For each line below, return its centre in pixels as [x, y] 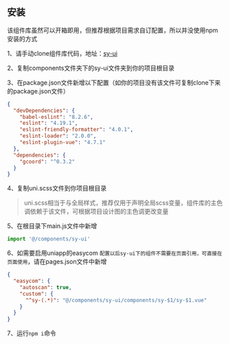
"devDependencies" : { [44, 111]
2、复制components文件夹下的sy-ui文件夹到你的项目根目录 [91, 68]
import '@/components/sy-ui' [49, 239]
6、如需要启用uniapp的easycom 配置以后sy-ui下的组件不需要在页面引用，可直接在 [115, 253]
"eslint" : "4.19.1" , [49, 123]
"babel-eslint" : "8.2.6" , [57, 117]
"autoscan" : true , [46, 287]
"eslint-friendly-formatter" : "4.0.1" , [77, 130]
